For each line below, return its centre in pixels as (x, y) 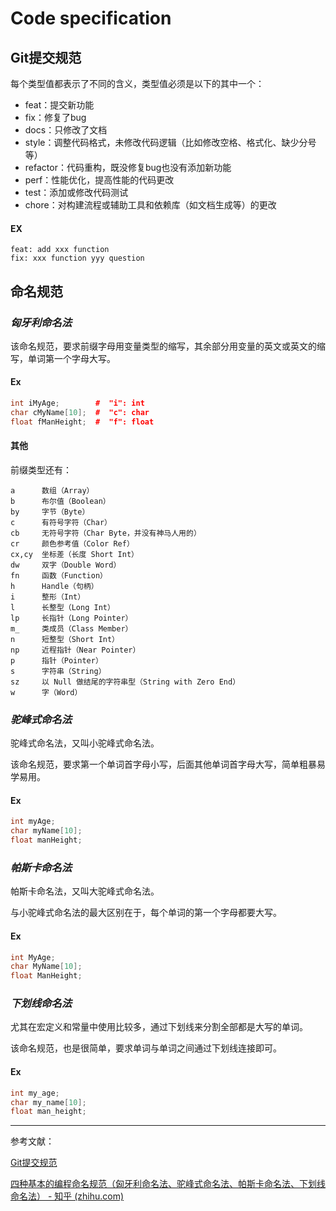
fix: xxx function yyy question (77, 258)
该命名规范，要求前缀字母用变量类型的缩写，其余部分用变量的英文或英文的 (163, 346)
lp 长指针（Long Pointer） (71, 618)
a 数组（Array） (52, 490)
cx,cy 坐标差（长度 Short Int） (74, 554)
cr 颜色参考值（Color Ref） (72, 543)
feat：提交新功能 (59, 105)
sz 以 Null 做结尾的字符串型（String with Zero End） (125, 682)
